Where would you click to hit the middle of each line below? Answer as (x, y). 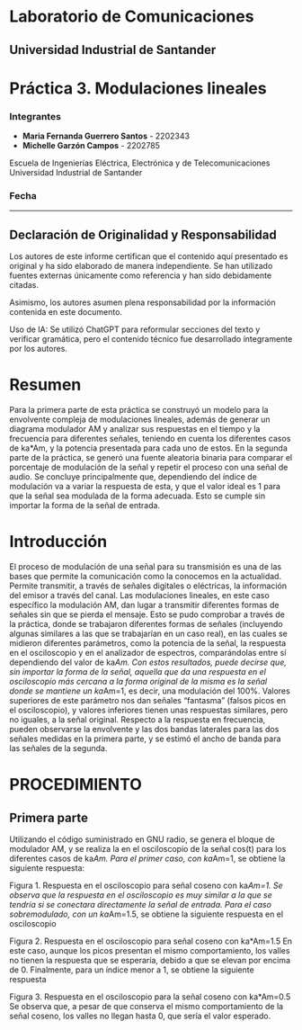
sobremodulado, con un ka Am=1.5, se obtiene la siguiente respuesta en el (147, 914)
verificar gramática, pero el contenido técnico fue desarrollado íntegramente (151, 339)
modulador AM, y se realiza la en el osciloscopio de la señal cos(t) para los (148, 849)
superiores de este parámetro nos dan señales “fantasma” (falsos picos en (147, 701)
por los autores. (38, 349)
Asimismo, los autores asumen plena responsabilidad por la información (142, 302)
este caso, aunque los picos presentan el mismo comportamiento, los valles (150, 951)
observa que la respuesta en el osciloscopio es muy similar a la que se (141, 895)
